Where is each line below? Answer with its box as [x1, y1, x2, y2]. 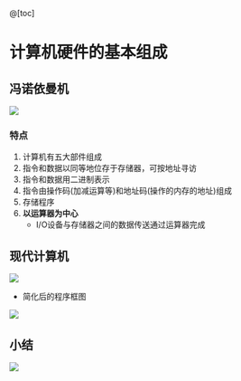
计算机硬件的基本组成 [9, 43, 169, 62]
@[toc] [9, 8, 35, 18]
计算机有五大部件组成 [22, 151, 102, 162]
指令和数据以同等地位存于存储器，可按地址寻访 [22, 163, 197, 174]
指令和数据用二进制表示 [22, 174, 110, 185]
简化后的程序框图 [22, 291, 87, 302]
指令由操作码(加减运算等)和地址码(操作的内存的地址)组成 [22, 186, 233, 196]
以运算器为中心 [22, 208, 79, 219]
